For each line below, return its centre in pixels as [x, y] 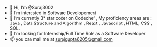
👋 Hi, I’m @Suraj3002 [31, 8]
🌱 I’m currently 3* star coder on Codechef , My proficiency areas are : [80, 18]
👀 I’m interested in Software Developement [53, 13]
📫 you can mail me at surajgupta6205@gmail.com [61, 39]
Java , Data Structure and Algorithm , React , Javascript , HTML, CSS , [81, 23]
